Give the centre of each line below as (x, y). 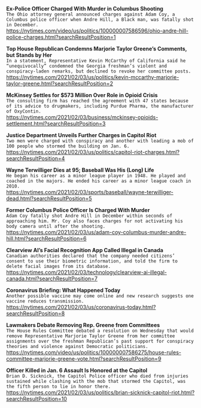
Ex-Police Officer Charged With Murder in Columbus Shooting (85, 9)
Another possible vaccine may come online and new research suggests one (100, 296)
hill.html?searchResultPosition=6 (46, 238)
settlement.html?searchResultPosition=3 (56, 123)
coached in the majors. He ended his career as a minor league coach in (99, 181)
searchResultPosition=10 (37, 399)
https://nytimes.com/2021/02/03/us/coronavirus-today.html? (81, 307)
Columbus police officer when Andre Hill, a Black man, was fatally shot (100, 20)
